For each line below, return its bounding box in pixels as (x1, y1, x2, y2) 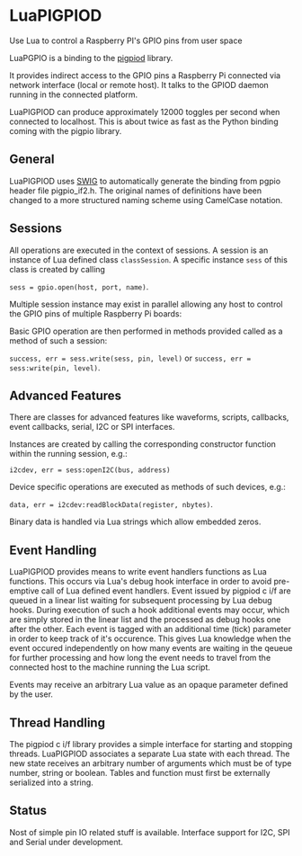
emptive (9, 585, 40, 596)
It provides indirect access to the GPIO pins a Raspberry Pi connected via (9, 69, 281, 81)
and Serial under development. (9, 836, 124, 847)
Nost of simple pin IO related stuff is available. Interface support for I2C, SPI (9, 826, 290, 837)
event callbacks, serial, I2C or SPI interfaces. (9, 422, 175, 432)
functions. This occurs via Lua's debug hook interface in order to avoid (9, 576, 272, 587)
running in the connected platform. (9, 89, 138, 100)
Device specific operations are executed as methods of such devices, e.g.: (9, 482, 286, 493)
